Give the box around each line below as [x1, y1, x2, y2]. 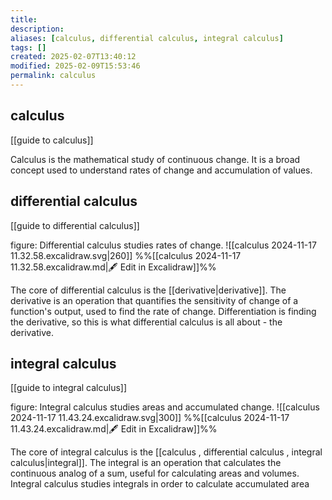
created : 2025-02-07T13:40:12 [10, 52, 137, 62]
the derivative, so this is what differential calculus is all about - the [10, 316, 283, 328]
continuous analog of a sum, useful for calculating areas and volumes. [10, 467, 300, 480]
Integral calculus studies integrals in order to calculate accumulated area [10, 478, 310, 490]
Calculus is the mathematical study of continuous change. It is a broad [10, 153, 301, 165]
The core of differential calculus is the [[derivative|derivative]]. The [10, 284, 287, 296]
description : [10, 24, 65, 34]
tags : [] [10, 42, 47, 53]
